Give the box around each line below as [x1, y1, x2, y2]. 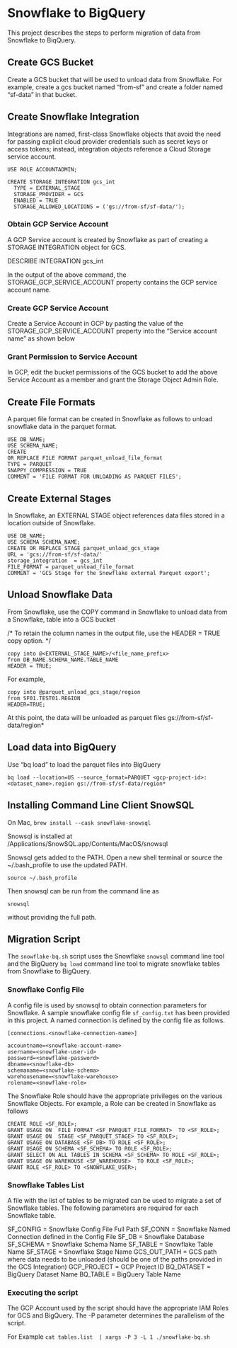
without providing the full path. [7, 913, 97, 921]
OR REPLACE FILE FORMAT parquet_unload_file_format [7, 455, 163, 462]
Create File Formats [7, 396, 96, 408]
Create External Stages [7, 492, 112, 504]
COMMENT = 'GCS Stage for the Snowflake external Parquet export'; [7, 570, 211, 577]
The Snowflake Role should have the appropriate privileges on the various [7, 1092, 223, 1100]
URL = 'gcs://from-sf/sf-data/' [7, 551, 103, 559]
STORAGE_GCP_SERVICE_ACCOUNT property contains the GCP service [7, 278, 218, 286]
